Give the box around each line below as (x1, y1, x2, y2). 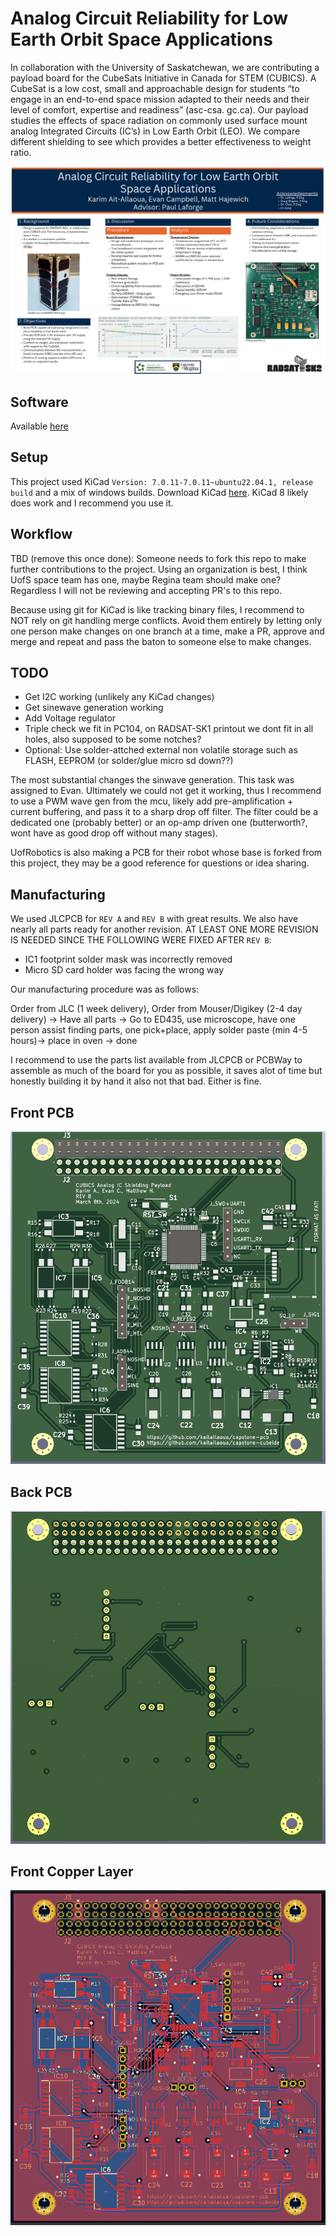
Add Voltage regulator (24, 712, 117, 724)
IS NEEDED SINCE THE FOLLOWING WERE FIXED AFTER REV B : (10, 934, 272, 946)
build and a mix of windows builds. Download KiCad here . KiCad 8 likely (10, 486, 309, 498)
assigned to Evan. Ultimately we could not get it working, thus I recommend (10, 785, 322, 797)
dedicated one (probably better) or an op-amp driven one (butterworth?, (10, 817, 308, 829)
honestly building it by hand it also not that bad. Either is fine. (10, 1075, 262, 1087)
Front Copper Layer (10, 1863, 134, 1881)
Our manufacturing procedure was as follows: (10, 983, 200, 996)
